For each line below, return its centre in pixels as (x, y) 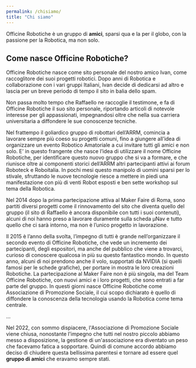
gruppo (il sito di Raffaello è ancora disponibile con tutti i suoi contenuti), (94, 212)
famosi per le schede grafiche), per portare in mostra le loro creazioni (90, 268)
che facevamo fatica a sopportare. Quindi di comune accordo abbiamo (91, 346)
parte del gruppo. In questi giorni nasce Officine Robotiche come (84, 286)
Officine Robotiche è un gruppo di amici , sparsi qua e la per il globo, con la (96, 33)
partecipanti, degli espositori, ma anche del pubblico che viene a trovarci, (94, 249)
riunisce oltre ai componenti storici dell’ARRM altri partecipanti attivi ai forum (98, 164)
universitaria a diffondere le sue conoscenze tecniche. (72, 121)
